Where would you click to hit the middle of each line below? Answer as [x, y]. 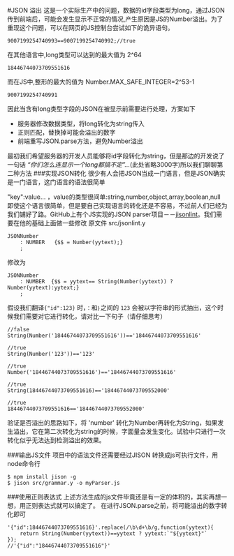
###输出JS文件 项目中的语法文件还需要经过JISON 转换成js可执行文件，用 [113, 455]
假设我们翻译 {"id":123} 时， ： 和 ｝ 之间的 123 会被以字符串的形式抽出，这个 [112, 308]
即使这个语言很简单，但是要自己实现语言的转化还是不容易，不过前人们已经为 [117, 205]
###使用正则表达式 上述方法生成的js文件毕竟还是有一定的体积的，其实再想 [114, 497]
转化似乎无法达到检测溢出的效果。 [56, 440]
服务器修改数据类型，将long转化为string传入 [81, 123]
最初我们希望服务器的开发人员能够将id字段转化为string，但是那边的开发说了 [116, 156]
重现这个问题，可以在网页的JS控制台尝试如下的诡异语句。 [90, 28]
